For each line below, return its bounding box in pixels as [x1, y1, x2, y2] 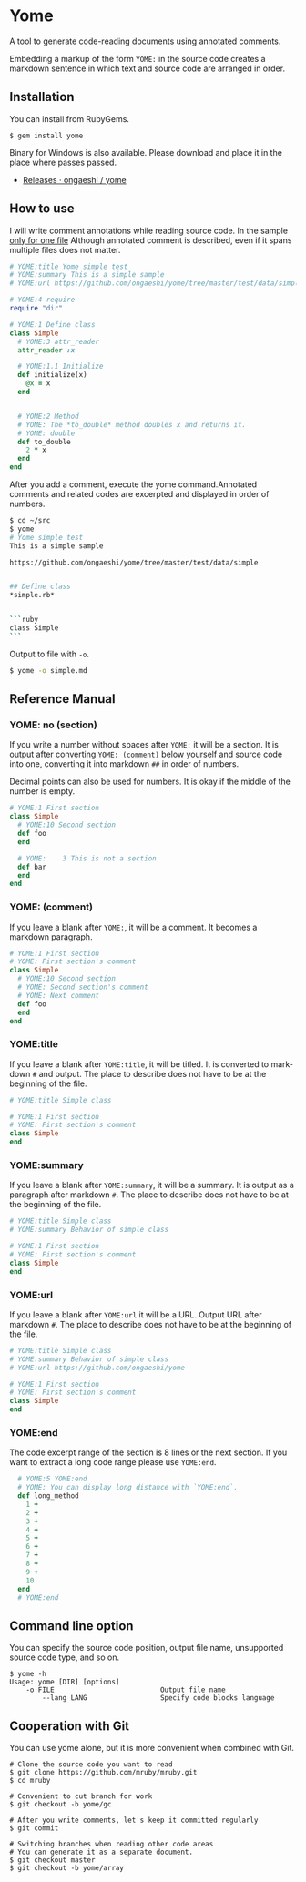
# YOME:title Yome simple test [9, 261, 128, 271]
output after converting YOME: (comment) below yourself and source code [9, 748, 283, 760]
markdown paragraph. [9, 931, 93, 942]
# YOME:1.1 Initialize [17, 361, 104, 371]
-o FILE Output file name [25, 1685, 226, 1694]
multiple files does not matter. [9, 244, 121, 255]
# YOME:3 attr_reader [17, 337, 100, 346]
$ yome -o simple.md [9, 666, 88, 675]
